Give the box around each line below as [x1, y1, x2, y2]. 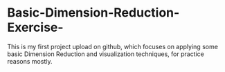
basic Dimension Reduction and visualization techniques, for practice [7, 50, 204, 58]
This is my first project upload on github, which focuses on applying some [7, 42, 218, 51]
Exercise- [7, 19, 64, 35]
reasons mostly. [7, 57, 53, 65]
